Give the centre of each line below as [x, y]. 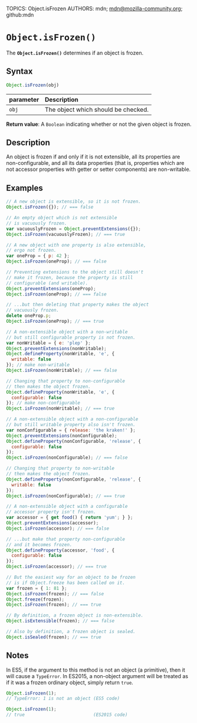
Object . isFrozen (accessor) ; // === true [57, 567]
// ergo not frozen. [32, 251]
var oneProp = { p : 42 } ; [38, 256]
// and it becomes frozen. [39, 544]
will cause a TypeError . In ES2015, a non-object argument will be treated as [97, 676]
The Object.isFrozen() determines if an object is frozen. [75, 53]
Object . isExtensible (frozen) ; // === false [60, 621]
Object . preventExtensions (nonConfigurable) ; [62, 436]
